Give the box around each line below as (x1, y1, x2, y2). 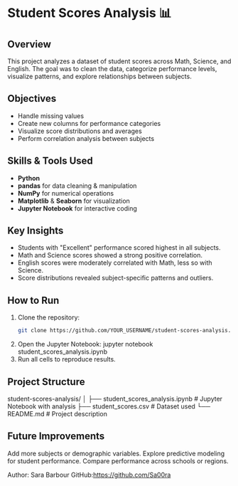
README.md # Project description (7, 409, 108, 418)
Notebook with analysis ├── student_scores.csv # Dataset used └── (7, 402, 211, 411)
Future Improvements (7, 430, 105, 443)
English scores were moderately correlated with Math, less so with (17, 258, 212, 267)
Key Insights (7, 225, 64, 237)
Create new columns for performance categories (17, 119, 161, 127)
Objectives (7, 93, 57, 105)
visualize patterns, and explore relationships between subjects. (7, 72, 192, 80)
